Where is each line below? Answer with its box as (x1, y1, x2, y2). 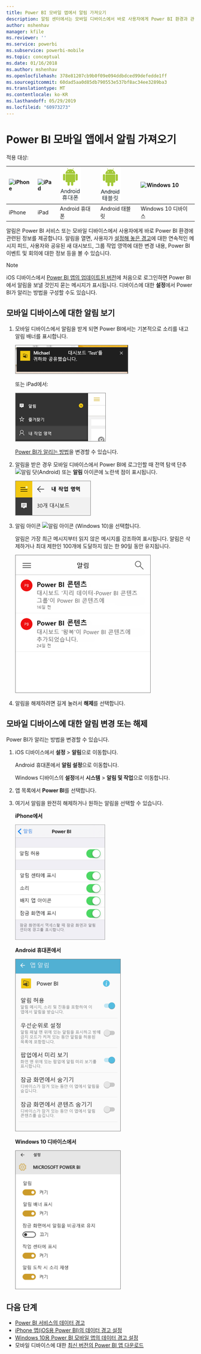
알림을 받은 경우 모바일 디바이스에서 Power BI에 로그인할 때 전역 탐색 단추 (14, 461, 187, 468)
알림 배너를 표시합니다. (14, 332, 68, 339)
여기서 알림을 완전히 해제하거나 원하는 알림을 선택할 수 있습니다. (14, 799, 163, 806)
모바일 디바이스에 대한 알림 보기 (6, 308, 115, 318)
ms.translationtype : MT (6, 86, 66, 92)
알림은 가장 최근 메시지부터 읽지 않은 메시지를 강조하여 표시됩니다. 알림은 (14, 535, 184, 542)
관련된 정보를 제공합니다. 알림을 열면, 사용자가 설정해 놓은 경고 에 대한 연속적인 (6, 234, 188, 242)
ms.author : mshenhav (6, 66, 58, 72)
